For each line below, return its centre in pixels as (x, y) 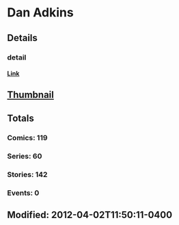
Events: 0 (23, 193)
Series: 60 (25, 156)
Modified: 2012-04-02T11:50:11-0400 (90, 214)
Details (22, 38)
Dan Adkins (40, 13)
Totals (20, 118)
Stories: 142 (27, 174)
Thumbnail (31, 95)
